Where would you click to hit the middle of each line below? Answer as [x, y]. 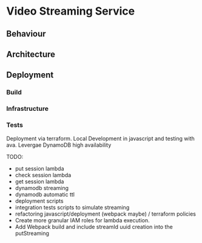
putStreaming [32, 233]
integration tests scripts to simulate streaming [72, 207]
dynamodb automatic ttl [45, 194]
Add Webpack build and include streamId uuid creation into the [94, 227]
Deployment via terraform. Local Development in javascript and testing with [101, 138]
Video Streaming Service [71, 11]
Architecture [31, 54]
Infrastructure [28, 109]
